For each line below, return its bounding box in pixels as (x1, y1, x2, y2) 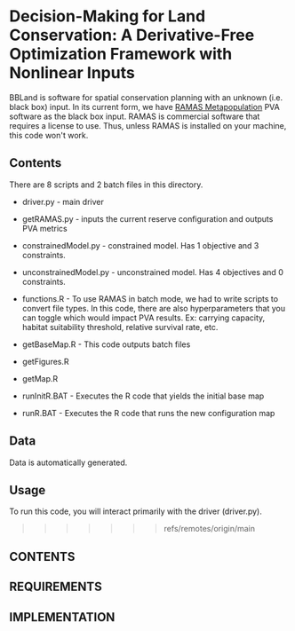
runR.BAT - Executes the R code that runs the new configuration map (21, 407, 275, 418)
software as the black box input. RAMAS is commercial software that (9, 111, 260, 122)
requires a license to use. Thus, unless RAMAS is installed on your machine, (9, 120, 287, 130)
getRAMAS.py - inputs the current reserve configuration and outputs (21, 213, 274, 224)
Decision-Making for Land (9, 6, 206, 27)
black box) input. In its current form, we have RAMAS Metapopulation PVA (9, 101, 280, 112)
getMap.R (21, 373, 59, 383)
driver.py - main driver (21, 196, 104, 207)
